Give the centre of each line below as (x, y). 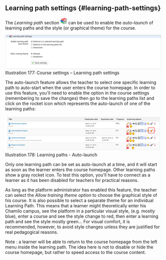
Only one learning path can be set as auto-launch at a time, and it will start (81, 165)
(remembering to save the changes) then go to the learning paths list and (80, 98)
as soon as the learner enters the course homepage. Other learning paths (80, 170)
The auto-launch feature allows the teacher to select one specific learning (81, 83)
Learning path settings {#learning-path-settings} (83, 8)
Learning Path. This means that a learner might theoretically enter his (76, 206)
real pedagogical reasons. (32, 232)
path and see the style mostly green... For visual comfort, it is (68, 222)
